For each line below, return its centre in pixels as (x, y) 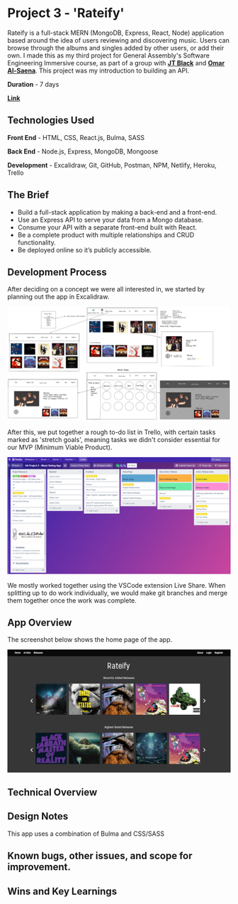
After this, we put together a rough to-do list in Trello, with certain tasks (112, 432)
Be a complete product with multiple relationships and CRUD (106, 235)
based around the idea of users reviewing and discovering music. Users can (119, 40)
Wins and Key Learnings (62, 891)
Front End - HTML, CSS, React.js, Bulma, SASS (76, 137)
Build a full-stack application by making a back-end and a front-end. (117, 212)
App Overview (40, 623)
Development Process (57, 272)
